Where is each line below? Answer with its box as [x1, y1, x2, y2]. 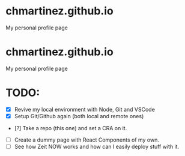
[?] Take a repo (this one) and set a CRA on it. [14, 124, 127, 131]
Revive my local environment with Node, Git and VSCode [14, 106, 156, 113]
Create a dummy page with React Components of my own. [14, 136, 160, 143]
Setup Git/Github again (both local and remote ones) [14, 112, 144, 119]
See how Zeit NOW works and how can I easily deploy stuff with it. [14, 143, 180, 150]
